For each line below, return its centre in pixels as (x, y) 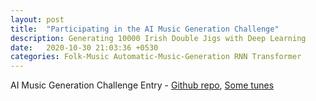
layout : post (37, 19)
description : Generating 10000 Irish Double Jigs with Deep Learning (158, 38)
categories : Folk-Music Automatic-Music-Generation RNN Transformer (156, 57)
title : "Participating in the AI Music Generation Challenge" (145, 29)
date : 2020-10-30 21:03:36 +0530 (84, 47)
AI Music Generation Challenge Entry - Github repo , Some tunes (142, 85)
